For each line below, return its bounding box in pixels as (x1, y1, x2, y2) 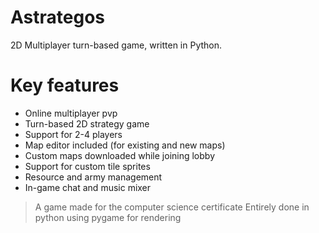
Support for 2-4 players (24, 128, 123, 140)
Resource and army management (24, 171, 163, 183)
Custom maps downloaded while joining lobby (24, 149, 215, 161)
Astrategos (10, 6, 106, 29)
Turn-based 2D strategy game (24, 117, 150, 130)
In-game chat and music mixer (24, 181, 152, 193)
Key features (10, 74, 120, 97)
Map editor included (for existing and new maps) (24, 139, 226, 151)
